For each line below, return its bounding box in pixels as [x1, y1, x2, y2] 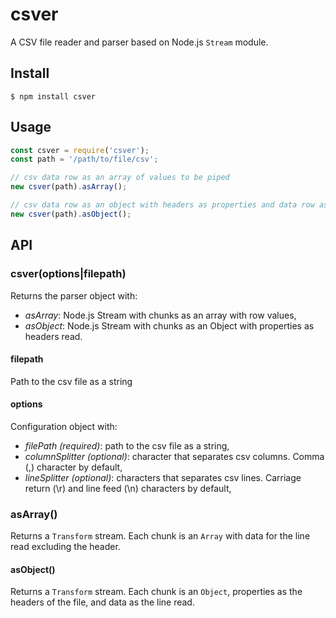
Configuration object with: [10, 420, 118, 432]
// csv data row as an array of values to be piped [10, 173, 230, 183]
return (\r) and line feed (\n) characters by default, [24, 482, 232, 494]
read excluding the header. [10, 541, 121, 553]
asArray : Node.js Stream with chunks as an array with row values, [24, 309, 297, 321]
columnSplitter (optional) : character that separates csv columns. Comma [24, 450, 325, 462]
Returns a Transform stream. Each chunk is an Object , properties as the [10, 586, 303, 598]
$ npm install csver [10, 91, 97, 102]
